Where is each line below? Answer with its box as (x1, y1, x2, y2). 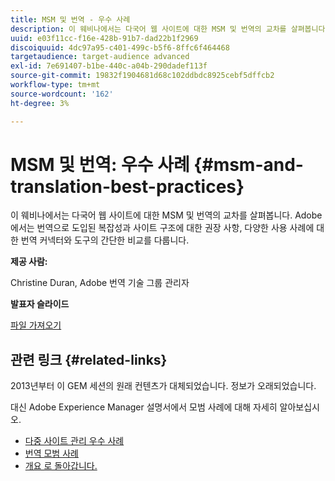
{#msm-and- (193, 153, 304, 176)
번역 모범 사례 (24, 447, 79, 460)
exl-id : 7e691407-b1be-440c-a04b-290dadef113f (10, 61, 208, 71)
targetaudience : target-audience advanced (10, 52, 190, 62)
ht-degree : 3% (10, 98, 70, 108)
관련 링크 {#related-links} (10, 351, 168, 368)
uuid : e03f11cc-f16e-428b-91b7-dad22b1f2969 (10, 33, 199, 43)
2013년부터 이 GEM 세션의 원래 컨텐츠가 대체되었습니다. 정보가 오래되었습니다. (10, 380, 317, 392)
